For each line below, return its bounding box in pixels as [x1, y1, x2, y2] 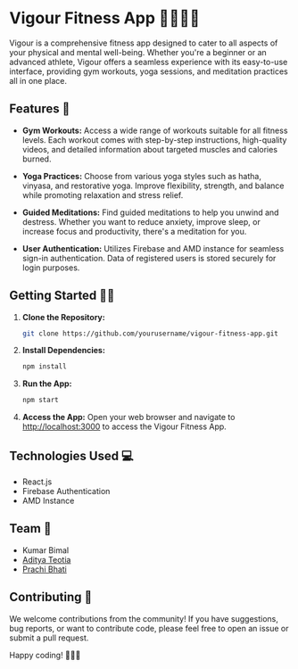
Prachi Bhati [21, 564, 67, 574]
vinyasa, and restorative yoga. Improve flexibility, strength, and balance [21, 180, 285, 191]
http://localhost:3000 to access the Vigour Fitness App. [21, 421, 228, 432]
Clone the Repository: [21, 311, 105, 322]
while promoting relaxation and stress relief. [21, 189, 184, 200]
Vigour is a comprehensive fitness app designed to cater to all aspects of [9, 37, 278, 48]
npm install [21, 362, 67, 371]
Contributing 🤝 [9, 590, 93, 605]
